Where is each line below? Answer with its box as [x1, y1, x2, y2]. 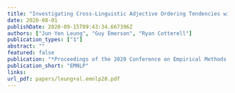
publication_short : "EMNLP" [7, 62, 90, 69]
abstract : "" [7, 43, 45, 50]
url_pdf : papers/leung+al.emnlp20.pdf [7, 75, 120, 83]
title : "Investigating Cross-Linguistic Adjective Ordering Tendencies [7, 10, 220, 17]
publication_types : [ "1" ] [7, 36, 83, 43]
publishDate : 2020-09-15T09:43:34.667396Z [7, 23, 133, 30]
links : [7, 69, 27, 76]
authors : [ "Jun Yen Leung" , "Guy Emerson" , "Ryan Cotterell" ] [7, 29, 192, 37]
